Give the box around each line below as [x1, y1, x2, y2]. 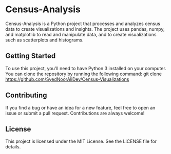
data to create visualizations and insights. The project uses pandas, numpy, [5, 26, 165, 32]
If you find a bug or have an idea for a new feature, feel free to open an [5, 104, 156, 111]
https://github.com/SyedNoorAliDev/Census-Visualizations [5, 76, 129, 82]
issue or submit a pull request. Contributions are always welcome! [5, 110, 145, 116]
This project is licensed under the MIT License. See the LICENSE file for [5, 138, 157, 144]
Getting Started [5, 52, 56, 60]
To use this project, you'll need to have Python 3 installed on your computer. [5, 65, 167, 71]
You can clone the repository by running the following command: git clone [5, 71, 162, 77]
